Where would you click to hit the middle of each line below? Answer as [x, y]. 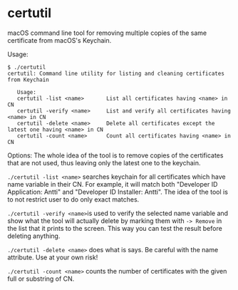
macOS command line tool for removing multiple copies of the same [107, 33]
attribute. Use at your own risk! [53, 257]
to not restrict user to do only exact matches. [73, 199]
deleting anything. [34, 236]
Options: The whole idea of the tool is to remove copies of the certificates [115, 155]
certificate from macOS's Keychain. [59, 40]
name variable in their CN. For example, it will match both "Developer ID [113, 184]
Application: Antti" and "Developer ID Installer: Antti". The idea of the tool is [118, 192]
